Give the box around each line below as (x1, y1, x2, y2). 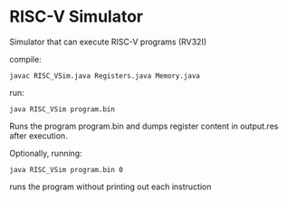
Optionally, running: (9, 148, 83, 158)
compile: (9, 53, 43, 64)
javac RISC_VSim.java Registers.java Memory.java (9, 71, 201, 81)
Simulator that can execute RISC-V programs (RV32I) (9, 36, 207, 47)
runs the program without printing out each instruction (9, 181, 212, 192)
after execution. (9, 129, 68, 141)
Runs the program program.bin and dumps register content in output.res (9, 120, 279, 131)
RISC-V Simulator (9, 6, 143, 27)
